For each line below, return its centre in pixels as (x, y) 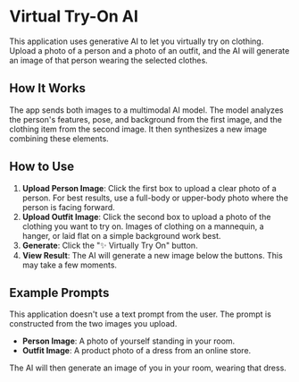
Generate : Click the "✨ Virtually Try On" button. (110, 245)
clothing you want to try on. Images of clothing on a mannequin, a (143, 226)
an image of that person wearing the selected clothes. (108, 60)
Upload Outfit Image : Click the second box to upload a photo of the (146, 216)
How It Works (48, 88)
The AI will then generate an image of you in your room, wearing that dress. (148, 368)
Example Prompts (59, 293)
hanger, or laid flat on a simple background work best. (121, 235)
